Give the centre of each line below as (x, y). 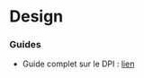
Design (36, 17)
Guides (26, 45)
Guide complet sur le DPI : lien (78, 64)
